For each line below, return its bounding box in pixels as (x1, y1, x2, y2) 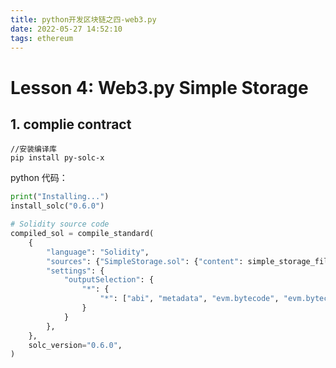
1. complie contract (10, 116, 132, 133)
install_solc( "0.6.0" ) (10, 201, 105, 211)
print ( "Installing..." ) (10, 192, 110, 202)
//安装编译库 (10, 144, 57, 155)
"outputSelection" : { (63, 275, 155, 285)
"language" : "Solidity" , (46, 247, 150, 257)
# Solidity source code (10, 219, 110, 230)
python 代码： (10, 172, 68, 184)
